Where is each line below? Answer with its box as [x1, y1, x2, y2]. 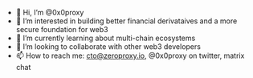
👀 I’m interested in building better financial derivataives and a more [15, 16, 238, 26]
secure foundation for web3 [15, 25, 108, 34]
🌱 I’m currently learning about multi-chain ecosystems [15, 33, 196, 43]
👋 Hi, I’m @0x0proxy [15, 8, 84, 17]
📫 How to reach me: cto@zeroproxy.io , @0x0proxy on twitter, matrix [15, 51, 245, 60]
